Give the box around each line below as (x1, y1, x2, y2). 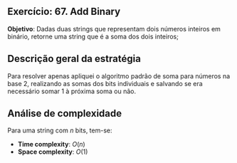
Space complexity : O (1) (17, 147, 88, 156)
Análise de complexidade (7, 107, 122, 120)
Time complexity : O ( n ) (17, 140, 85, 149)
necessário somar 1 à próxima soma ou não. (7, 87, 137, 95)
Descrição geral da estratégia (7, 53, 141, 65)
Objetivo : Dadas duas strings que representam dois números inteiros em (7, 24, 221, 33)
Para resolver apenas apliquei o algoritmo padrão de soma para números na (7, 71, 231, 80)
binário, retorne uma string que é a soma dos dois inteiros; (7, 32, 179, 41)
